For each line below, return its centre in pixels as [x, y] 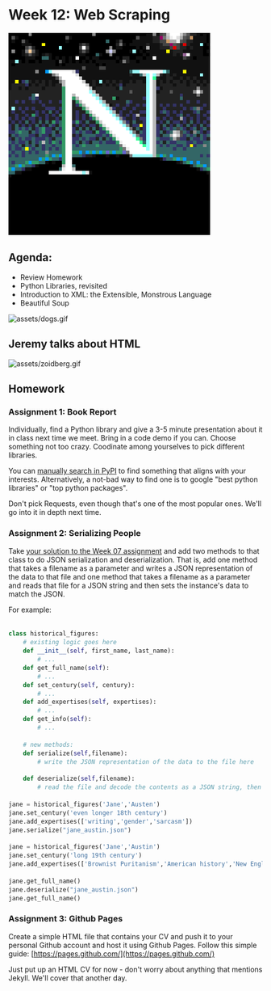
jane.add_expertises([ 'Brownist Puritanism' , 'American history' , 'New [128, 864]
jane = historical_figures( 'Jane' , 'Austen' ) [84, 804]
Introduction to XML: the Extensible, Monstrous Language [116, 294]
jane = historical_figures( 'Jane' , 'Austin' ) [84, 847]
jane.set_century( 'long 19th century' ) [75, 856]
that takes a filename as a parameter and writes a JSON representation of [131, 568]
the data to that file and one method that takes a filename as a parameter [129, 576]
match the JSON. [37, 594]
